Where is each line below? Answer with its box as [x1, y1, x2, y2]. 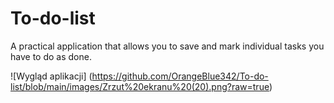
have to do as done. [10, 50, 92, 62]
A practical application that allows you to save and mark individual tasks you [10, 40, 325, 52]
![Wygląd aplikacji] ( [10, 70, 93, 82]
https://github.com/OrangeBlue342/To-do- [91, 70, 269, 82]
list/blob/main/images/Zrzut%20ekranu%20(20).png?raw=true [10, 80, 270, 92]
